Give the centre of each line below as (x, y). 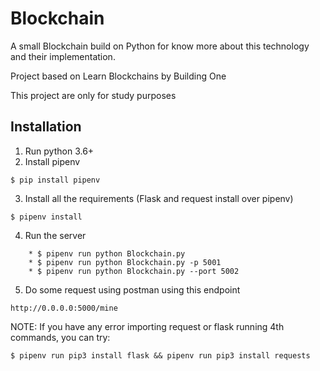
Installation (46, 127)
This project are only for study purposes (93, 95)
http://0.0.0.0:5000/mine (64, 308)
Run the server (55, 235)
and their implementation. (63, 56)
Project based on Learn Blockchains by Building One (118, 76)
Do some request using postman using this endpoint (132, 289)
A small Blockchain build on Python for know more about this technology (160, 46)
